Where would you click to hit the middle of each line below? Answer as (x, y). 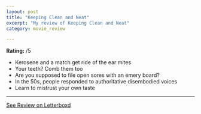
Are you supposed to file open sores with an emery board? (87, 75)
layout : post (22, 12)
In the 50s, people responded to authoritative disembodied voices (96, 82)
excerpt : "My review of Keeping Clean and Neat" (68, 23)
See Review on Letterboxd (39, 105)
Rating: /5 (19, 51)
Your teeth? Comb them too (49, 69)
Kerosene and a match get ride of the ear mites (73, 62)
